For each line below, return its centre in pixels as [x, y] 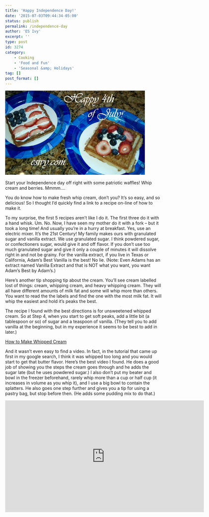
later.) [11, 332]
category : [15, 52]
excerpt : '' [17, 37]
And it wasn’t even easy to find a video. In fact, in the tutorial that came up [81, 351]
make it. [13, 208]
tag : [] [13, 74]
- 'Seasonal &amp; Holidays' [44, 68]
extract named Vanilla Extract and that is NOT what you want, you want [78, 265]
